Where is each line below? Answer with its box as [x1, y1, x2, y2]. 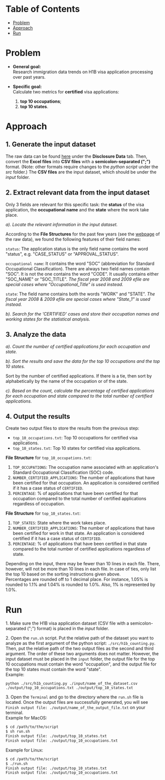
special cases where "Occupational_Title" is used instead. [5, 281, 123, 287]
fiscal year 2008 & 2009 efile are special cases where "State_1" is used [5, 296, 150, 302]
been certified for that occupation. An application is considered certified [12, 480, 159, 486]
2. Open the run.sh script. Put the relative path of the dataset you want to [5, 635, 154, 641]
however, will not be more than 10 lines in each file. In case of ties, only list [5, 566, 156, 572]
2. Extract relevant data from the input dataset [5, 188, 150, 197]
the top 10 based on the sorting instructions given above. [5, 571, 121, 577]
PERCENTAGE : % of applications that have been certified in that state [12, 541, 147, 547]
